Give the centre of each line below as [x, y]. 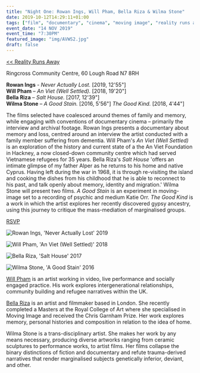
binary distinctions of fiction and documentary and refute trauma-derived [96, 352]
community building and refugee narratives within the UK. [77, 291]
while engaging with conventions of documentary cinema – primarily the [95, 121]
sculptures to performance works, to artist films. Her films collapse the [93, 346]
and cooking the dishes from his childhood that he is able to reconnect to [96, 178]
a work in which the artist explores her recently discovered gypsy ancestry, [99, 203]
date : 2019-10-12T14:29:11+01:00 [48, 17]
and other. [19, 365]
